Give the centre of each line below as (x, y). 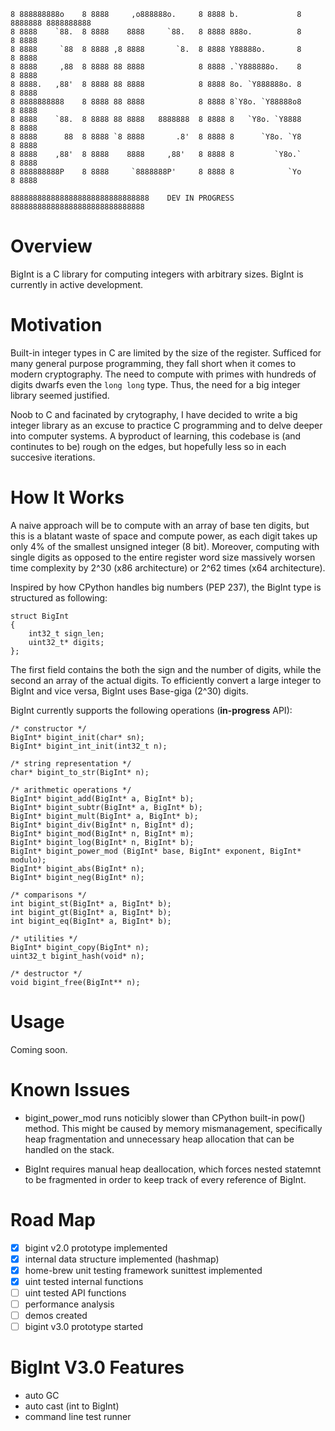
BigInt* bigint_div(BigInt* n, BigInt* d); (102, 825)
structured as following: (59, 597)
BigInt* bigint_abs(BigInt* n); (77, 868)
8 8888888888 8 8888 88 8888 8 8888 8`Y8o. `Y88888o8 (156, 102)
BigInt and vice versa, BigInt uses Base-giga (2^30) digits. (129, 691)
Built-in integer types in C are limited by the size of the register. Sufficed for (166, 352)
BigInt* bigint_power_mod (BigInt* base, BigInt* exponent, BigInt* (156, 851)
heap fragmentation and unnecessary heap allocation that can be (159, 1139)
